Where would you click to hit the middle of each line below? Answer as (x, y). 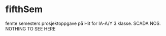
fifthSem (24, 9)
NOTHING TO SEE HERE (30, 28)
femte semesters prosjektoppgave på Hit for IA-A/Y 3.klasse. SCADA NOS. (83, 23)
